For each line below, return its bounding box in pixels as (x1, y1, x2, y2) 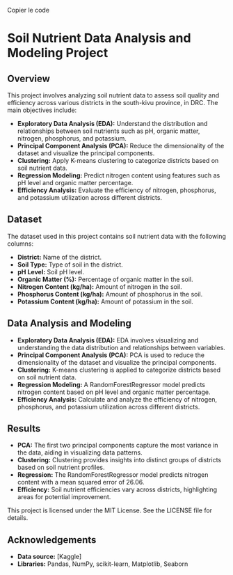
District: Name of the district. (17, 253, 102, 261)
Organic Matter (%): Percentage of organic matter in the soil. (17, 275, 193, 283)
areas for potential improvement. (17, 493, 111, 501)
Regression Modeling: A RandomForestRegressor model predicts (17, 380, 205, 388)
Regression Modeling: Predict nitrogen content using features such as (17, 171, 220, 180)
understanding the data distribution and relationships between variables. (17, 343, 226, 352)
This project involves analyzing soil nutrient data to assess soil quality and (7, 91, 220, 100)
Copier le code (7, 6, 50, 14)
